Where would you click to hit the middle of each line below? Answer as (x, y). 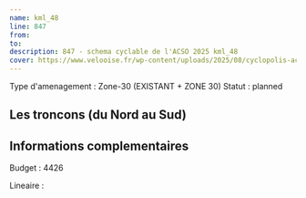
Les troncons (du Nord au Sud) (98, 115)
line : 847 (28, 26)
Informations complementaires (99, 146)
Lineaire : (27, 186)
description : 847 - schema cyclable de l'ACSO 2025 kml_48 (124, 52)
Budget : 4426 (36, 168)
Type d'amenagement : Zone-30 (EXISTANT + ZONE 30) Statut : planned (146, 86)
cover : (22, 60)
